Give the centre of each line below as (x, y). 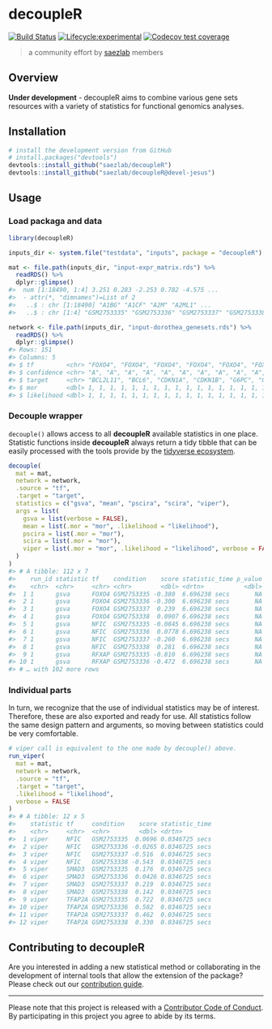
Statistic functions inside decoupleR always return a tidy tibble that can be (133, 442)
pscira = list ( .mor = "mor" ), (74, 534)
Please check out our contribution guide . (76, 984)
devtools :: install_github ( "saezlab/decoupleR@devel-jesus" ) (112, 173)
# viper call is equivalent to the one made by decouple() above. (123, 749)
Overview (34, 78)
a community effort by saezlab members (96, 52)
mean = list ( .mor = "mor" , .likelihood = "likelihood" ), (121, 526)
